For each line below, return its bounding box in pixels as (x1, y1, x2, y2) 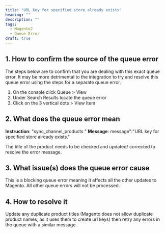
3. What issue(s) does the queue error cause (5, 164, 150, 172)
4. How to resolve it (5, 197, 68, 206)
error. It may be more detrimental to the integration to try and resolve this (5, 73, 159, 80)
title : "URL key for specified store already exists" (5, 7, 122, 13)
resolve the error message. (5, 149, 62, 155)
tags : (5, 21, 17, 27)
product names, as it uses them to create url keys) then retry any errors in (5, 216, 160, 222)
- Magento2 (10, 27, 33, 32)
